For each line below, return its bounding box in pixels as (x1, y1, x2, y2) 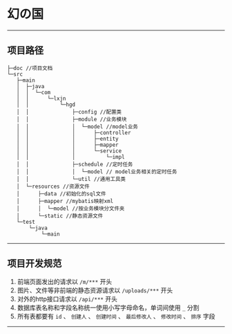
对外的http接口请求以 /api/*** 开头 (17, 295, 117, 303)
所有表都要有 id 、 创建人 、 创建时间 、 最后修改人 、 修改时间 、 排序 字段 (17, 312, 215, 320)
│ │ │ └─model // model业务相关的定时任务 (16, 168, 177, 175)
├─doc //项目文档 (7, 64, 53, 71)
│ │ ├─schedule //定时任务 (16, 161, 133, 168)
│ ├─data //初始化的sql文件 (16, 190, 106, 197)
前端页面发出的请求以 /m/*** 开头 (17, 277, 113, 285)
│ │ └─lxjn (16, 95, 67, 102)
